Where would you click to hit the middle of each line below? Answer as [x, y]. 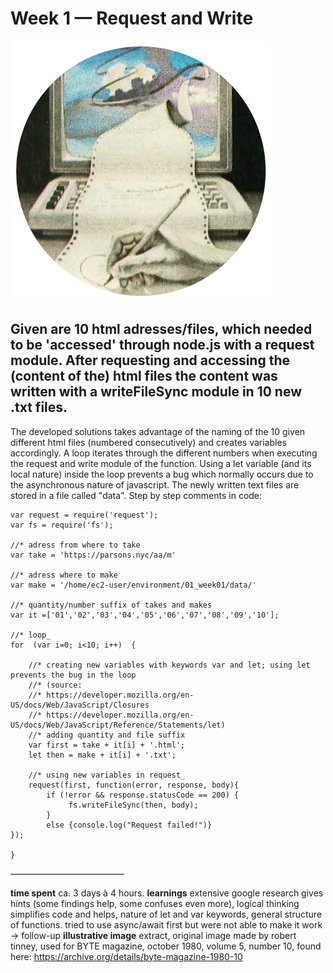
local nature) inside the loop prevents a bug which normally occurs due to [162, 474]
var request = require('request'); [84, 515]
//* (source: [55, 685]
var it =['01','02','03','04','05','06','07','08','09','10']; [145, 615]
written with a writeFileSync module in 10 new [156, 392]
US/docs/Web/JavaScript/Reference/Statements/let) [118, 725]
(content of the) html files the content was [144, 376]
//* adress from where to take [75, 545]
